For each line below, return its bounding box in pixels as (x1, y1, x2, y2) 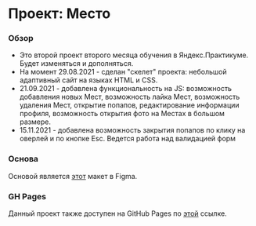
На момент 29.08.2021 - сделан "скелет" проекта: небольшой (19, 67, 227, 77)
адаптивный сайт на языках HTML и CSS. (19, 75, 158, 85)
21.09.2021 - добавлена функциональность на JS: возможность (19, 84, 233, 93)
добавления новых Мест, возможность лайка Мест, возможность (19, 92, 240, 102)
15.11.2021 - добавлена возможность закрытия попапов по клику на (19, 126, 246, 135)
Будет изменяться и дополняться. (19, 59, 134, 68)
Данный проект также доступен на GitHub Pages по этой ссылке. (8, 209, 227, 218)
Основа (8, 154, 39, 165)
